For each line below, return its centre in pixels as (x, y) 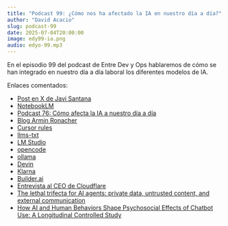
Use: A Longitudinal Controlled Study (69, 215)
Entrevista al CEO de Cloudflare (61, 186)
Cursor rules (35, 128)
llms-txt (28, 135)
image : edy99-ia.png (37, 39)
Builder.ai (30, 178)
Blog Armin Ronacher (47, 120)
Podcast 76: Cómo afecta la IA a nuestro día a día (87, 113)
